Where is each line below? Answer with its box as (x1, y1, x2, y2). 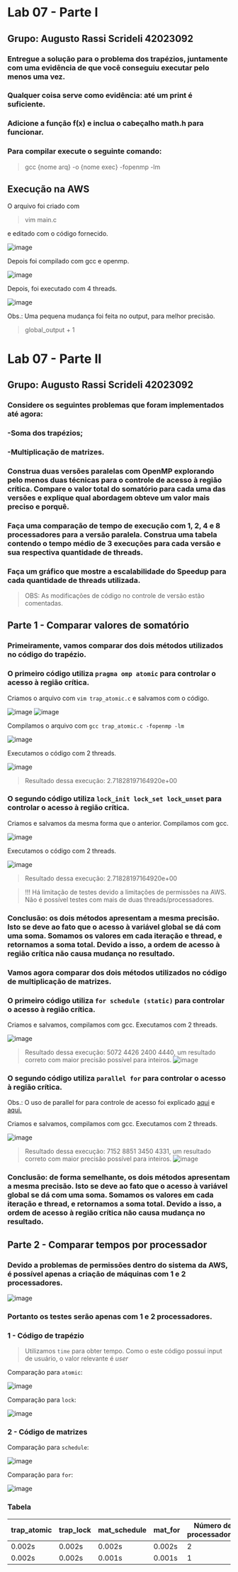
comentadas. (24, 599, 64, 607)
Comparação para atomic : (7, 1368, 83, 1377)
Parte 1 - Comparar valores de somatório (7, 619, 190, 632)
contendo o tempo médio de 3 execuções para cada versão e (7, 538, 221, 548)
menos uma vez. (7, 72, 66, 82)
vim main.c (24, 216, 57, 224)
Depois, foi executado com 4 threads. (7, 285, 118, 293)
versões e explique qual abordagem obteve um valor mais (7, 493, 210, 503)
